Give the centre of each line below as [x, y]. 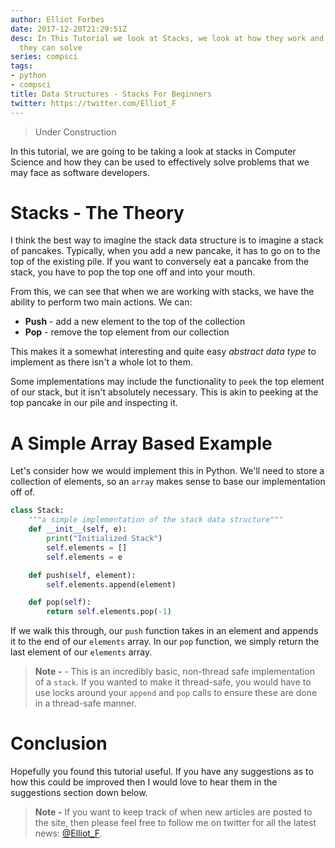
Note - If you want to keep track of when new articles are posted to [173, 812]
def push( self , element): [82, 575]
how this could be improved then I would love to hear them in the [144, 782]
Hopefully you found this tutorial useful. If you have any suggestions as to [162, 772]
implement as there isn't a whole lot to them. [101, 362]
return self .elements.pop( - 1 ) [109, 612]
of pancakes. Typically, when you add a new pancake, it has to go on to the [165, 251]
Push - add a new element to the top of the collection [135, 322]
